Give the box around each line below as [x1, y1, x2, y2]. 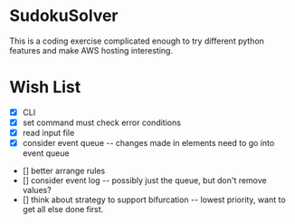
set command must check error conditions [22, 117, 181, 128]
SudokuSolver [9, 5, 119, 26]
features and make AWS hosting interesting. [9, 44, 174, 55]
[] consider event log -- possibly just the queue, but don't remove [22, 175, 267, 186]
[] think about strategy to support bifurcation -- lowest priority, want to [22, 194, 287, 205]
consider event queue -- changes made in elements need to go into [22, 138, 275, 149]
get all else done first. [22, 204, 104, 215]
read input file [22, 128, 75, 138]
